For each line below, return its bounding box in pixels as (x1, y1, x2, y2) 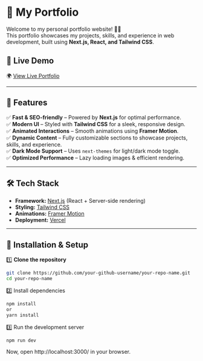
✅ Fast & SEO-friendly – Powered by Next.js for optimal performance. (6, 113, 182, 121)
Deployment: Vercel (14, 217, 66, 224)
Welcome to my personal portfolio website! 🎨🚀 (6, 25, 121, 33)
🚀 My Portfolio (6, 5, 79, 19)
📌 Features (6, 98, 48, 108)
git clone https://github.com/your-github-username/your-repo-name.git (6, 270, 190, 276)
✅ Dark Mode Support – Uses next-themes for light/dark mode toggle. (6, 147, 180, 155)
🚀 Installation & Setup (6, 240, 89, 250)
